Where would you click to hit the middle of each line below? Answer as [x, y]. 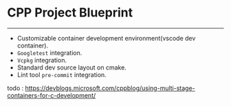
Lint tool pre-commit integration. [62, 74]
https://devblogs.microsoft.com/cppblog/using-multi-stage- [110, 88]
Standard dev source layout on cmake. [72, 67]
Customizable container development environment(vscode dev [106, 38]
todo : [15, 88]
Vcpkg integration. [42, 60]
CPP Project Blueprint [70, 13]
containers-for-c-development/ [52, 95]
